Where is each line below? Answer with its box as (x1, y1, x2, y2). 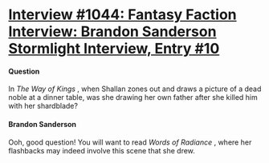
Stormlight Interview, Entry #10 (8, 40, 220, 58)
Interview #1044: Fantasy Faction (8, 6, 237, 24)
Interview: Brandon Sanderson (8, 22, 217, 41)
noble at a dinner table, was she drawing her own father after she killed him (8, 93, 259, 102)
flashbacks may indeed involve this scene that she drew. (8, 145, 195, 155)
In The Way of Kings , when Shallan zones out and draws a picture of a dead (8, 84, 262, 93)
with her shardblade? (8, 101, 79, 111)
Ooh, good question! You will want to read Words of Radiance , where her (8, 137, 252, 147)
